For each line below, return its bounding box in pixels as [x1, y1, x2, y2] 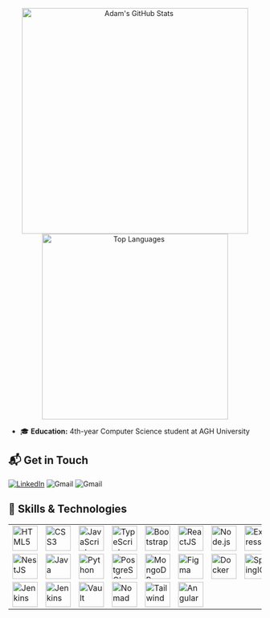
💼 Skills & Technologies [8, 502, 127, 516]
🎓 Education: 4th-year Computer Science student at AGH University [19, 426, 251, 436]
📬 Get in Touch [8, 453, 88, 467]
